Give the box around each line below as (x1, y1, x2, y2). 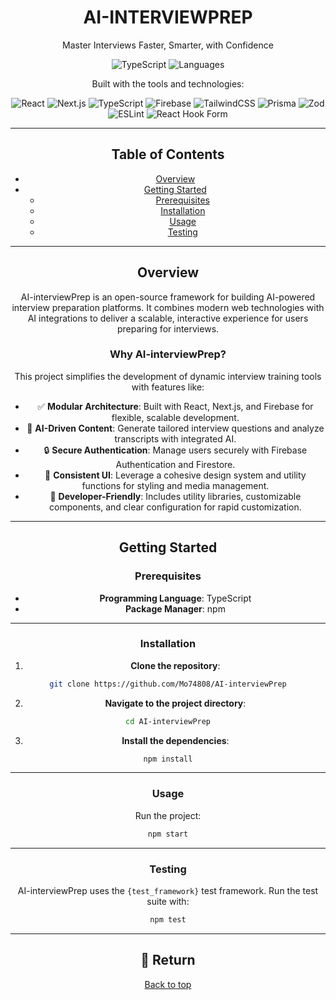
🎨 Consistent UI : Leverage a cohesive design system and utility (44, 469, 307, 481)
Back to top (144, 978, 192, 990)
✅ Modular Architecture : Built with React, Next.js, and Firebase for (37, 400, 314, 412)
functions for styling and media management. (81, 479, 270, 491)
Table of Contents (111, 146, 225, 163)
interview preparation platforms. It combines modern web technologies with (11, 301, 325, 313)
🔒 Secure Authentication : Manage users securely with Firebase (43, 444, 308, 456)
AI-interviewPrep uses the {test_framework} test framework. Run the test (17, 884, 319, 896)
